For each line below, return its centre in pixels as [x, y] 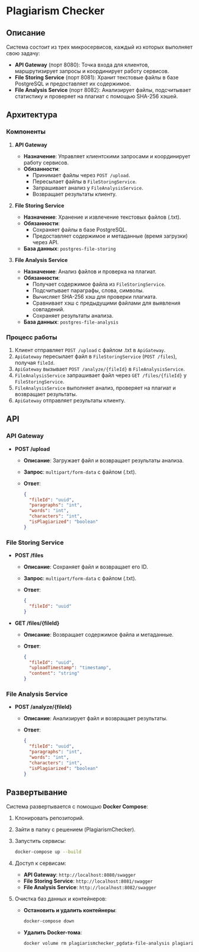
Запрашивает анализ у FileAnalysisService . [88, 187]
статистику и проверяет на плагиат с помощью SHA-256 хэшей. [96, 96]
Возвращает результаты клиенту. [75, 194]
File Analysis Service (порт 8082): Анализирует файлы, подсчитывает [103, 90]
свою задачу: [23, 53]
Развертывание [37, 792]
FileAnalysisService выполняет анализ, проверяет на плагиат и [95, 388]
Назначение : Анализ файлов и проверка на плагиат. [90, 271]
